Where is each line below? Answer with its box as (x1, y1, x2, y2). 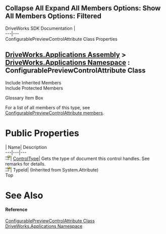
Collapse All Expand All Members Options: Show (5, 4, 161, 13)
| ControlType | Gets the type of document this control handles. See (10, 155, 150, 162)
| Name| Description (5, 144, 47, 150)
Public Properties (5, 127, 80, 139)
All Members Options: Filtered (5, 12, 102, 21)
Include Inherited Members (5, 80, 62, 86)
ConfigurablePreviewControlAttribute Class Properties (5, 36, 118, 42)
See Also (5, 190, 43, 201)
